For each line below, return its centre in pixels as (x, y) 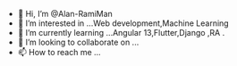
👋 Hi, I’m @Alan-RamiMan (65, 14)
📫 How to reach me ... (59, 52)
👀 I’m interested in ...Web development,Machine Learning (123, 23)
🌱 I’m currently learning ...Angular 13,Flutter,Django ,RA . (121, 33)
